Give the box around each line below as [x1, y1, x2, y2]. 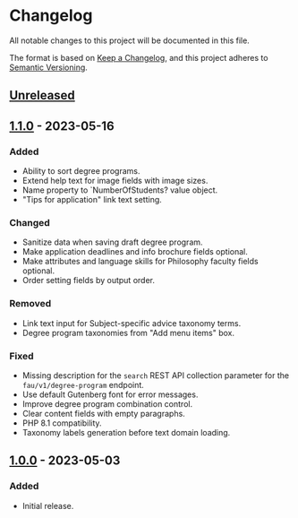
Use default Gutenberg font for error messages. [21, 389, 199, 400]
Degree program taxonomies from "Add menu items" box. [21, 327, 235, 338]
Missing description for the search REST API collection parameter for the [21, 369, 289, 381]
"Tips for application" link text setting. [21, 194, 163, 205]
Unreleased [9, 88, 76, 103]
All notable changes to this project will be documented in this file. [9, 35, 251, 46]
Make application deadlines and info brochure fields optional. [21, 246, 248, 257]
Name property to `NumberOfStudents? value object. [21, 185, 218, 195]
